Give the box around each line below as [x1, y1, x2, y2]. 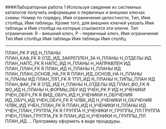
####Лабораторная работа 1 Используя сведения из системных [5, 4, 142, 10]
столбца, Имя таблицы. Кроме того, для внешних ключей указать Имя [5, 20, 154, 26]
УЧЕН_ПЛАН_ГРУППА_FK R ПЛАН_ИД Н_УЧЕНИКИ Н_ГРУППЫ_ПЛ [5, 113, 146, 119]
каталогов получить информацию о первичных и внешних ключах [5, 9, 145, 15]
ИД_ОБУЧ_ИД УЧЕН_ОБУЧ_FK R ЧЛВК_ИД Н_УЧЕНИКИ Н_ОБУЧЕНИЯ [5, 97, 152, 103]
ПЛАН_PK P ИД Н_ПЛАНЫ [5, 50, 61, 56]
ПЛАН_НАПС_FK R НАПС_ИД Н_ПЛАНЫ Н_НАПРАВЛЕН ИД [5, 60, 131, 66]
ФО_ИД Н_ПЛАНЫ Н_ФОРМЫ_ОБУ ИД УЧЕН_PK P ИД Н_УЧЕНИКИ [5, 86, 146, 92]
